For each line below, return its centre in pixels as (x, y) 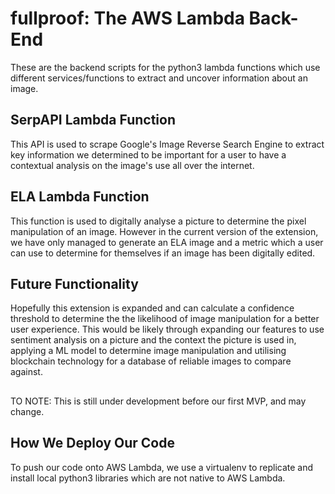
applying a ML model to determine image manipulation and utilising (148, 351)
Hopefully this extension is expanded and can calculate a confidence (152, 308)
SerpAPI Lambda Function (93, 120)
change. (27, 411)
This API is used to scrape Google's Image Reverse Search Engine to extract (167, 144)
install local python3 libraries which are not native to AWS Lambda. (148, 478)
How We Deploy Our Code (92, 443)
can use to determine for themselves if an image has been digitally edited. (163, 253)
